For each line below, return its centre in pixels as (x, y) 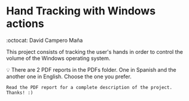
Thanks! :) (20, 93)
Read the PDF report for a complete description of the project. (89, 87)
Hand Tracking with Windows (81, 11)
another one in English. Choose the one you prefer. (69, 76)
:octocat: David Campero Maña (45, 40)
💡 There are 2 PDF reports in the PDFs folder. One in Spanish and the (91, 69)
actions (25, 24)
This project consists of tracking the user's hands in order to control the (95, 51)
